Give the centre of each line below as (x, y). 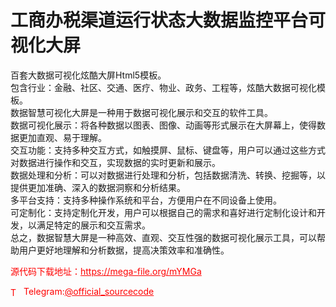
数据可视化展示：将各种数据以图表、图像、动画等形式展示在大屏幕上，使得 (163, 125)
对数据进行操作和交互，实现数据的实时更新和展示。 (115, 162)
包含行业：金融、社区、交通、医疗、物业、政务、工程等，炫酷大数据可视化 (163, 87)
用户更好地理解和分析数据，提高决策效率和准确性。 (124, 250)
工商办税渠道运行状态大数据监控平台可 (168, 20)
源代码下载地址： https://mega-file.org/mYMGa (106, 271)
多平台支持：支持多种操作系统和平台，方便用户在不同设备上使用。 (146, 200)
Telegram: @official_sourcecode (89, 291)
